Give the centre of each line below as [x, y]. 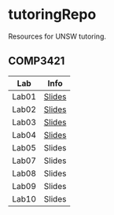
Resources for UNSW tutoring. [57, 36]
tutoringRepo [52, 15]
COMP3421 [37, 61]
